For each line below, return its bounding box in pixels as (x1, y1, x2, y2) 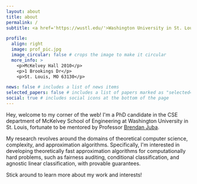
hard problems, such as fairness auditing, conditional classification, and (6, 154, 180, 161)
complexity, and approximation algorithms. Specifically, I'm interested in (6, 141, 180, 148)
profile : (6, 36, 28, 42)
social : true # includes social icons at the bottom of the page (6, 95, 169, 101)
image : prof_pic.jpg (11, 46, 62, 53)
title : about (6, 14, 38, 20)
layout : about (6, 8, 41, 15)
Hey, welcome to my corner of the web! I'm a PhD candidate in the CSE (6, 111, 178, 118)
